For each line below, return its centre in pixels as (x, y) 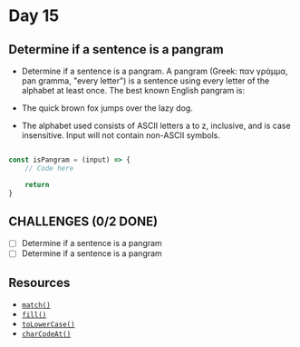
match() (36, 305)
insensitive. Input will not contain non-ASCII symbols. (121, 135)
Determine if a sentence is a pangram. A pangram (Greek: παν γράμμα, (155, 71)
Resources (39, 283)
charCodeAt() (46, 334)
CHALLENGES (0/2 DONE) (83, 221)
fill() (34, 315)
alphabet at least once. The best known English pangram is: (133, 90)
